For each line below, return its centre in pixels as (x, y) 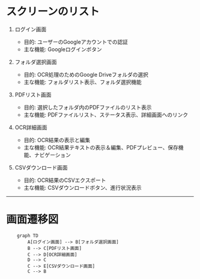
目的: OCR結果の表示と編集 (57, 140)
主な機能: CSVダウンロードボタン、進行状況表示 (82, 187)
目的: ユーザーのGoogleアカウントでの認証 (76, 42)
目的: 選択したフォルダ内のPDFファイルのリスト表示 (87, 107)
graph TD (28, 236)
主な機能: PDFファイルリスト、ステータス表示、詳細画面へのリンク (106, 115)
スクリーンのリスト (53, 12)
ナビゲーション (53, 155)
